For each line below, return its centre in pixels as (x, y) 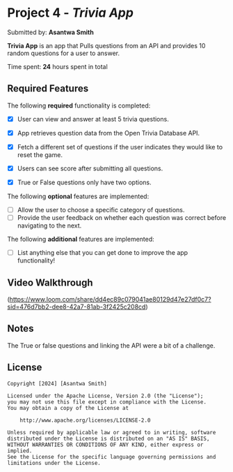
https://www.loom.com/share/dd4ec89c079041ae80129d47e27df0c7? (110, 300)
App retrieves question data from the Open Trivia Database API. (109, 133)
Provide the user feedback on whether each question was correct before (122, 218)
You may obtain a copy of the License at (68, 408)
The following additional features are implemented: (81, 239)
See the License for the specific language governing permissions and (112, 457)
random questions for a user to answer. (64, 53)
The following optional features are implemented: (78, 196)
